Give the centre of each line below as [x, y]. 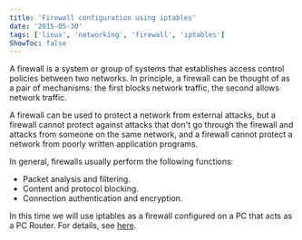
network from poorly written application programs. [104, 144]
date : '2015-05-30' [46, 26]
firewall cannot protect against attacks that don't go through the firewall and [151, 125]
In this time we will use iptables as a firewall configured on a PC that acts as [151, 216]
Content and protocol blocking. [80, 189]
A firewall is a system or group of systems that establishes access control [147, 69]
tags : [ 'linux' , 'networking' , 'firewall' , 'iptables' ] [117, 34]
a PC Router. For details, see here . [73, 226]
